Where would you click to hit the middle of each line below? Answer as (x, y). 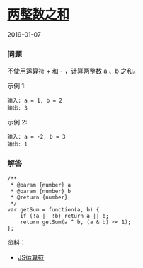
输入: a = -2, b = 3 (36, 137)
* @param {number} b (41, 191)
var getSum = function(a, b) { (53, 209)
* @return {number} (39, 197)
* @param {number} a (41, 185)
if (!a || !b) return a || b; (65, 216)
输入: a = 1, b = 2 (35, 101)
